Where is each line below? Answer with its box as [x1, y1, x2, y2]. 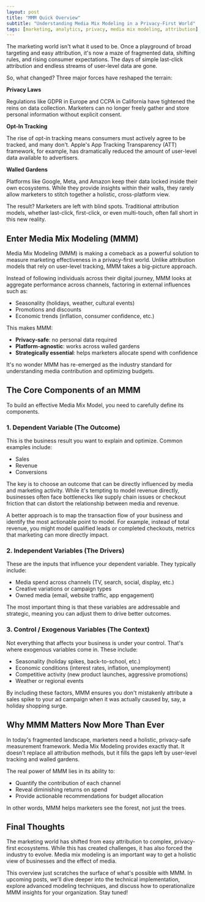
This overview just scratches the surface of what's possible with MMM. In [6, 870, 193, 877]
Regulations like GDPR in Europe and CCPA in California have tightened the [6, 98, 195, 105]
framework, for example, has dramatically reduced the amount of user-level [6, 147, 197, 155]
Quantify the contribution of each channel [15, 779, 121, 786]
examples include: [6, 444, 53, 451]
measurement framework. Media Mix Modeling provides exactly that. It [6, 742, 185, 750]
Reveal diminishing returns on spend [15, 786, 108, 793]
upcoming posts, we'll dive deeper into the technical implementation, [6, 876, 181, 883]
